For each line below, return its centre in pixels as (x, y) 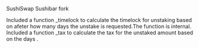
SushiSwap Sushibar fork (38, 9)
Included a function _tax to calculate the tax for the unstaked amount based (100, 33)
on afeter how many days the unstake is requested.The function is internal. (99, 26)
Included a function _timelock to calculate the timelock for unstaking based (99, 20)
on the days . (23, 39)
